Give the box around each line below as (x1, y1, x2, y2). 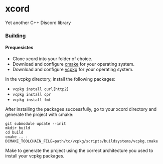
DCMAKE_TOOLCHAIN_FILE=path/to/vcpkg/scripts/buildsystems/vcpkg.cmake (5, 139, 158, 144)
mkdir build (5, 126, 30, 131)
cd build (5, 130, 24, 135)
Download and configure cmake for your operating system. (12, 61, 134, 67)
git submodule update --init (5, 121, 66, 126)
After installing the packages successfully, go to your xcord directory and (5, 106, 157, 112)
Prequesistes (5, 45, 34, 51)
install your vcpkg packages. (5, 153, 65, 159)
